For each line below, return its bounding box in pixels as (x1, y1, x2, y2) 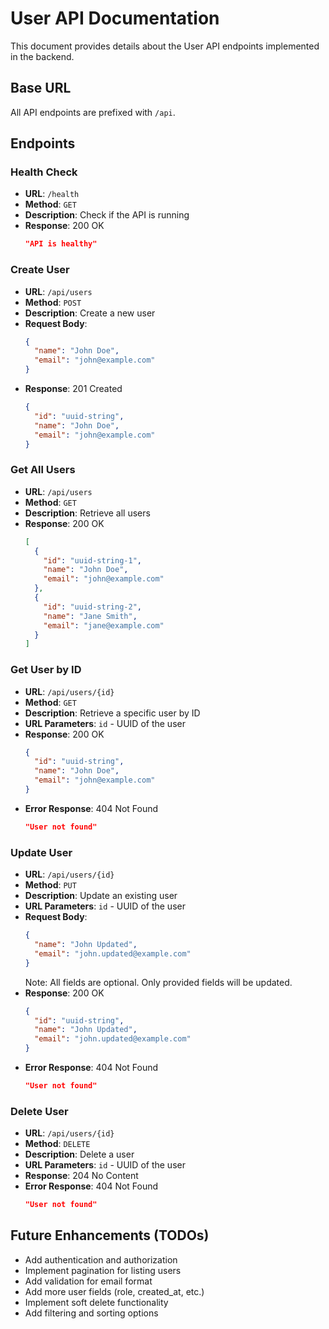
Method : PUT (24, 879, 77, 891)
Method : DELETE (24, 1138, 91, 1150)
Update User (10, 845, 73, 859)
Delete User (10, 1104, 69, 1118)
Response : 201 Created (24, 383, 123, 395)
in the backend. (10, 50, 75, 62)
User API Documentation (10, 7, 220, 30)
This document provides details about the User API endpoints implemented (10, 40, 320, 52)
